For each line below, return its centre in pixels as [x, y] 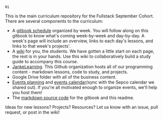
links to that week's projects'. [41, 46]
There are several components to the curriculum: [54, 21]
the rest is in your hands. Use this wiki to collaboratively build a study [81, 56]
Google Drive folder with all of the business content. [64, 77]
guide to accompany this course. [45, 61]
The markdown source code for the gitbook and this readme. [73, 98]
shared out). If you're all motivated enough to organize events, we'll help [84, 87]
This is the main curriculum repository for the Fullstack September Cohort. [80, 16]
